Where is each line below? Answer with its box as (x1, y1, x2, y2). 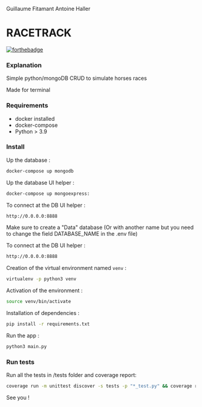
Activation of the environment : (6, 287, 83, 294)
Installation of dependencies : (6, 310, 80, 317)
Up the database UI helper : (6, 179, 75, 186)
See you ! (6, 394, 30, 401)
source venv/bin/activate (6, 299, 71, 305)
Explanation (6, 61, 42, 69)
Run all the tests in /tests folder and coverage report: (6, 372, 137, 379)
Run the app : (6, 332, 40, 339)
